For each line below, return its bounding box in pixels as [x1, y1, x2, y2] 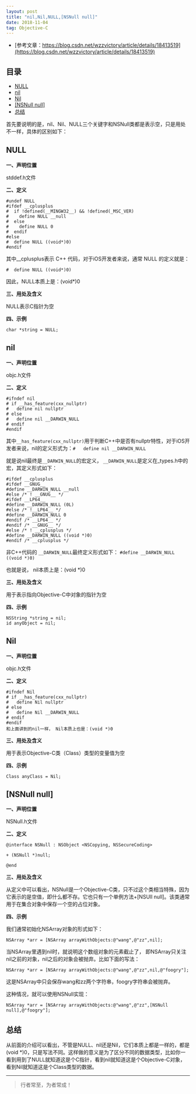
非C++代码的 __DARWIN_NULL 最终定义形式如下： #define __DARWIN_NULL [6, 548, 175, 555]
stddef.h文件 [6, 174, 36, 181]
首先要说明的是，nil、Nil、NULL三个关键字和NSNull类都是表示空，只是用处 [6, 121, 186, 128]
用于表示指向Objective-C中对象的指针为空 [6, 591, 107, 598]
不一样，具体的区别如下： [6, 128, 68, 135]
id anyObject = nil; [6, 620, 57, 626]
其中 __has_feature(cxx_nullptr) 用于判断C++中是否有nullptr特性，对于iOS [6, 437, 185, 444]
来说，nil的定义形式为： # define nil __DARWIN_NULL [16, 444, 146, 451]
